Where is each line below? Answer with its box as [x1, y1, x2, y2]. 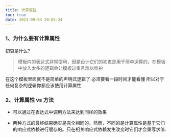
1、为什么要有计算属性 [5, 35, 60, 42]
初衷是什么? [5, 47, 31, 54]
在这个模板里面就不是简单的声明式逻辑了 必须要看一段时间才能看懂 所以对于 [5, 75, 164, 82]
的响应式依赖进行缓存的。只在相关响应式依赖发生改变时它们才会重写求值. [12, 126, 166, 132]
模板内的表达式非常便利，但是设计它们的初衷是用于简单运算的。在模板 [17, 58, 166, 65]
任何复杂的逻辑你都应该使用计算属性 [5, 82, 82, 88]
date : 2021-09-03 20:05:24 [5, 17, 63, 22]
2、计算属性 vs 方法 [5, 96, 54, 103]
